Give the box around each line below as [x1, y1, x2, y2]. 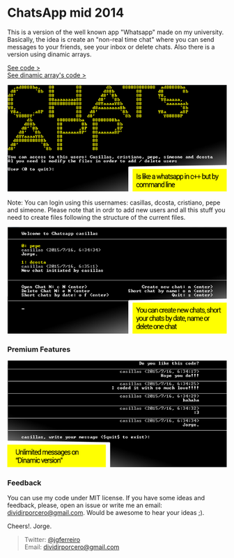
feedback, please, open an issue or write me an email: [7, 501, 162, 509]
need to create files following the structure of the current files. [7, 213, 186, 221]
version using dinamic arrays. [7, 50, 92, 58]
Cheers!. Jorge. [7, 522, 52, 530]
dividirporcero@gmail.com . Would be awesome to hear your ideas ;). [7, 509, 205, 517]
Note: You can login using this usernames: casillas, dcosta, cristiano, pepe [7, 198, 221, 207]
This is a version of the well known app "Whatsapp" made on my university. [7, 28, 224, 36]
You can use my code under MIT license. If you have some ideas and [7, 494, 205, 502]
